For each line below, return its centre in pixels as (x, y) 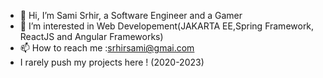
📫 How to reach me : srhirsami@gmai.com (107, 48)
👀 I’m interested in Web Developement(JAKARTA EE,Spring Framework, (167, 26)
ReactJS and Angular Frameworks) (91, 36)
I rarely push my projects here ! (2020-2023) (112, 62)
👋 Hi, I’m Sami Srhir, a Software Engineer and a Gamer (131, 15)
